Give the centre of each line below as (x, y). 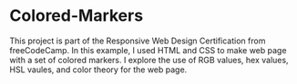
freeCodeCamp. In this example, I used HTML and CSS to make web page (148, 50)
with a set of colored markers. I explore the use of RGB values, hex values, (149, 60)
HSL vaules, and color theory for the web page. (98, 70)
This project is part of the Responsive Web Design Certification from (138, 41)
